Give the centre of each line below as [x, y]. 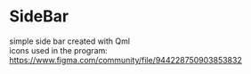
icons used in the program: [59, 50]
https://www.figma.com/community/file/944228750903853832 [125, 60]
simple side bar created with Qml [70, 41]
